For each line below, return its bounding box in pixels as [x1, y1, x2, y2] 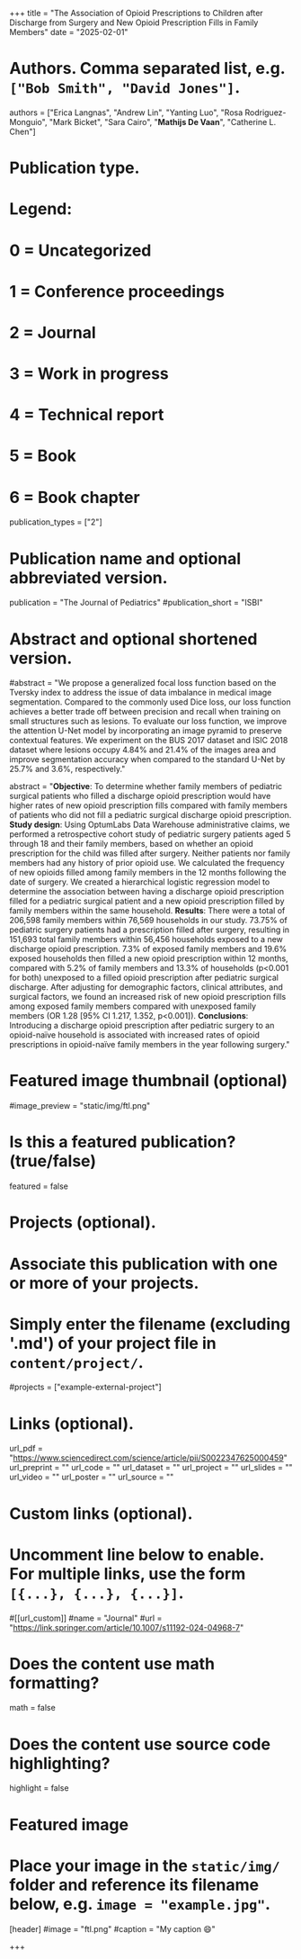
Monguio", [9, 116, 48, 127]
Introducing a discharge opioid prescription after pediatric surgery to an [9, 1020, 275, 1031]
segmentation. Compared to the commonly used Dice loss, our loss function [9, 696, 291, 707]
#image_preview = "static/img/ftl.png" [9, 1101, 151, 1111]
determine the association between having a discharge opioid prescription [9, 886, 285, 897]
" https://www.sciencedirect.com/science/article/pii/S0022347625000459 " [9, 1452, 288, 1463]
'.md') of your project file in [9, 1333, 217, 1353]
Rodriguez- [244, 107, 287, 118]
